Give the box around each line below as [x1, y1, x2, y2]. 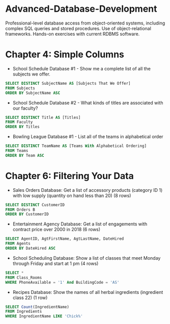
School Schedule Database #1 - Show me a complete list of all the [12, 65, 151, 71]
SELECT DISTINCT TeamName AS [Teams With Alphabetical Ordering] [5, 143, 147, 148]
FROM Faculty [5, 119, 33, 125]
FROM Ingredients [5, 309, 42, 314]
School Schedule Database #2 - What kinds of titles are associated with [12, 99, 163, 106]
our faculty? [12, 105, 38, 111]
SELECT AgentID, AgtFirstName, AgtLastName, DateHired [5, 236, 124, 241]
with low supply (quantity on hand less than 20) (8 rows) [12, 192, 131, 198]
